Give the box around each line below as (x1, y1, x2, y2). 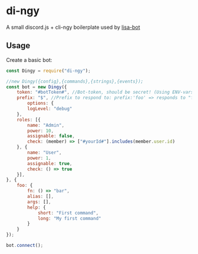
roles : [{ (16, 117, 41, 123)
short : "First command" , (37, 210, 99, 216)
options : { (27, 100, 54, 107)
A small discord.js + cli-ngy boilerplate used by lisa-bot (6, 24, 140, 31)
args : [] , (27, 199, 51, 204)
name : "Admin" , (27, 122, 65, 128)
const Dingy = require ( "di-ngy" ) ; (6, 68, 91, 74)
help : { (27, 204, 46, 210)
